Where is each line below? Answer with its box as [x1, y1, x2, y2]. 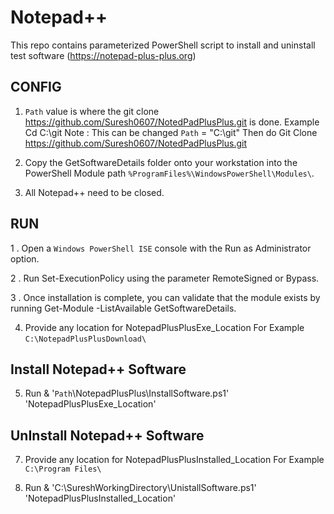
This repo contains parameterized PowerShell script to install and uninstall [10, 39, 316, 51]
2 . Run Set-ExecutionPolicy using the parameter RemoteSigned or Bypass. [10, 272, 320, 284]
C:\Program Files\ [24, 464, 102, 475]
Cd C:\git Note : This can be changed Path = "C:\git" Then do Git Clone [24, 126, 318, 138]
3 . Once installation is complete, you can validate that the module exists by [10, 291, 321, 303]
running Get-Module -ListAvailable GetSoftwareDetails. [10, 302, 237, 314]
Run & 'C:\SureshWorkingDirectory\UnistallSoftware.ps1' [24, 482, 257, 494]
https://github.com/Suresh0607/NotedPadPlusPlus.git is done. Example [24, 116, 320, 128]
